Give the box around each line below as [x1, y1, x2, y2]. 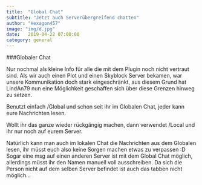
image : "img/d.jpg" [6, 25, 56, 32]
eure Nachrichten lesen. [6, 110, 67, 116]
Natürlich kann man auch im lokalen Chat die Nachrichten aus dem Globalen [6, 140, 197, 146]
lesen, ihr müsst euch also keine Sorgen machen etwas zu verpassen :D [6, 146, 186, 153]
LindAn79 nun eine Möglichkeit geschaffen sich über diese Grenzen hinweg [6, 85, 195, 92]
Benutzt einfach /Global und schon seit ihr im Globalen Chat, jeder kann [6, 103, 185, 110]
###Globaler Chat [6, 54, 51, 61]
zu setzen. [6, 92, 33, 98]
